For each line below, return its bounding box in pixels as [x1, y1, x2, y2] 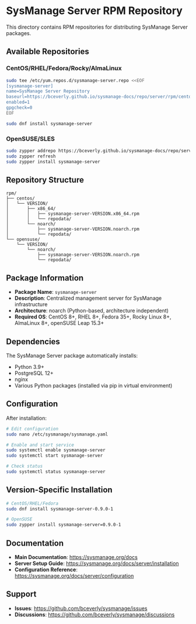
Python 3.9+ [14, 363, 45, 370]
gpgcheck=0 [6, 105, 33, 111]
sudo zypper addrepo [6, 148, 57, 153]
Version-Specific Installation [6, 485, 113, 495]
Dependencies [6, 337, 60, 347]
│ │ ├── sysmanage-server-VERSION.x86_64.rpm [6, 211, 140, 217]
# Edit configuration [6, 426, 59, 431]
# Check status [6, 464, 43, 469]
